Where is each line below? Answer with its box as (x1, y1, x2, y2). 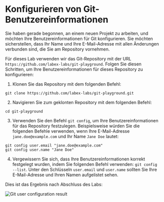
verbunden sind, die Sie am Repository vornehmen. (5, 46, 110, 52)
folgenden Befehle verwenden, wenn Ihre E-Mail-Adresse (12, 128, 130, 134)
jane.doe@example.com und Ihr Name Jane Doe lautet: (12, 133, 119, 139)
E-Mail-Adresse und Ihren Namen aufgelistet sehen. (12, 172, 119, 178)
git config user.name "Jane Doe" (5, 147, 74, 152)
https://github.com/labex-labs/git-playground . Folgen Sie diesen (5, 61, 142, 67)
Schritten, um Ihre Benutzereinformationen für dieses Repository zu (5, 66, 143, 72)
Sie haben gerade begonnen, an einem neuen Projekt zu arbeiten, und (5, 30, 149, 36)
